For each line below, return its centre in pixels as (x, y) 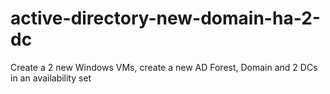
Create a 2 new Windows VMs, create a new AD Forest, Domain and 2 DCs (164, 67)
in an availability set (51, 78)
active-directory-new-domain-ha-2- (165, 18)
